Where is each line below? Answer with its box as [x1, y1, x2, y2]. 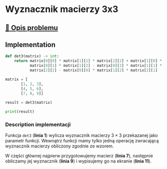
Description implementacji [5, 121, 71, 128]
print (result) [5, 109, 35, 114]
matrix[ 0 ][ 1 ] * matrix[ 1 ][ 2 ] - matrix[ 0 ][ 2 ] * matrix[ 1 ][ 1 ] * [29, 63, 162, 68]
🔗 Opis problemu [5, 24, 58, 32]
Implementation [5, 40, 56, 49]
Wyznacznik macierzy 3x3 [5, 4, 118, 15]
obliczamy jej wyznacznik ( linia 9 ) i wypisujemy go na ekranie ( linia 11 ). [5, 158, 151, 164]
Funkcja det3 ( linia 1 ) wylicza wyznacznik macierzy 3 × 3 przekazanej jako [5, 132, 158, 138]
